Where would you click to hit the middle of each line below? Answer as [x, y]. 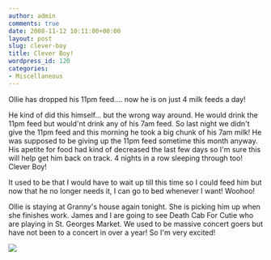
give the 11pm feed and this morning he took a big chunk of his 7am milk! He [135, 132]
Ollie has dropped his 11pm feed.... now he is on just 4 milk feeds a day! [127, 99]
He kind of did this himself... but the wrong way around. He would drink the [133, 115]
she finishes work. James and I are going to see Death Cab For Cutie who [131, 215]
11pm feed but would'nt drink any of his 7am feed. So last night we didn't [129, 123]
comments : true [34, 23]
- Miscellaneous [36, 76]
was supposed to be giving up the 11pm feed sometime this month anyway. [133, 141]
